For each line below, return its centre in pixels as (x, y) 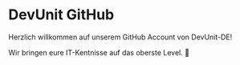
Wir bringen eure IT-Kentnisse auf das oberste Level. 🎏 (99, 52)
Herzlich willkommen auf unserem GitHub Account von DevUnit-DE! (120, 37)
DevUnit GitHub (61, 15)
